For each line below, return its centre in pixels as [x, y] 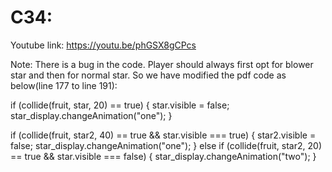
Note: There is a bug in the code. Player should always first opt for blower [162, 64]
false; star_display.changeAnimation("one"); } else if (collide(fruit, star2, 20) [166, 145]
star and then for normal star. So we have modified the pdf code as [148, 75]
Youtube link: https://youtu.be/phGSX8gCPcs [103, 45]
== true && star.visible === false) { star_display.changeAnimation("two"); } [163, 156]
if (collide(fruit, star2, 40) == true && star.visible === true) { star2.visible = [163, 135]
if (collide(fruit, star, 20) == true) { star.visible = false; [120, 105]
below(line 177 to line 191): [64, 85]
